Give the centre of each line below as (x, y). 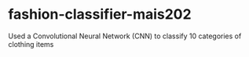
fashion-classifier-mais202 (100, 14)
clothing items (31, 44)
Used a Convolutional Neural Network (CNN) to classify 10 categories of (125, 36)
